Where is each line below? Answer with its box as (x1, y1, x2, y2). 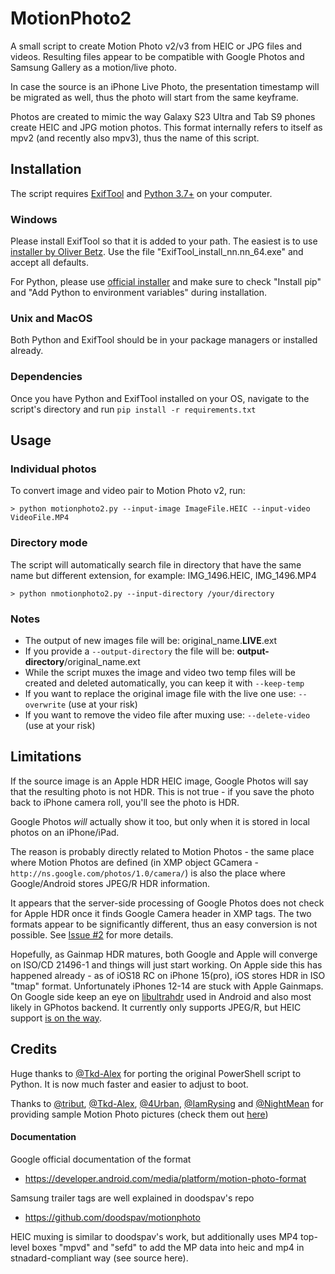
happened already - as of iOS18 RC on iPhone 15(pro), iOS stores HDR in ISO (10, 969, 326, 981)
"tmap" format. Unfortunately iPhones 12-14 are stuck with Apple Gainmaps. (10, 980, 324, 992)
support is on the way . (10, 1012, 102, 1024)
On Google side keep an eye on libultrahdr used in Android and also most (10, 990, 312, 1002)
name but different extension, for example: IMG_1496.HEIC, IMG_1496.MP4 (10, 569, 317, 581)
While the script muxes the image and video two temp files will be (24, 666, 296, 678)
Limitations (10, 748, 82, 766)
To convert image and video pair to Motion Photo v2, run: (10, 485, 246, 497)
